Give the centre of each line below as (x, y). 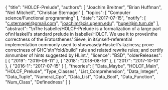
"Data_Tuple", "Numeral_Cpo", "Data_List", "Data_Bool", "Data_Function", (80, 77)
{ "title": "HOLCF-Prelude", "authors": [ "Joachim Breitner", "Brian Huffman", (83, 7)
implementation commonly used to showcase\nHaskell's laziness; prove (79, 44)
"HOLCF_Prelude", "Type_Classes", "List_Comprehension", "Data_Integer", (82, 71)
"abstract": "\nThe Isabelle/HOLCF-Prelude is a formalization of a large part (83, 29)
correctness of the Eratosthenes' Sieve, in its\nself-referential (69, 39)
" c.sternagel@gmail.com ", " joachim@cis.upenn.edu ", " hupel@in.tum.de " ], (82, 23)
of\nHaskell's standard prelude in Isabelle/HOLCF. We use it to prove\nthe (81, 34)
